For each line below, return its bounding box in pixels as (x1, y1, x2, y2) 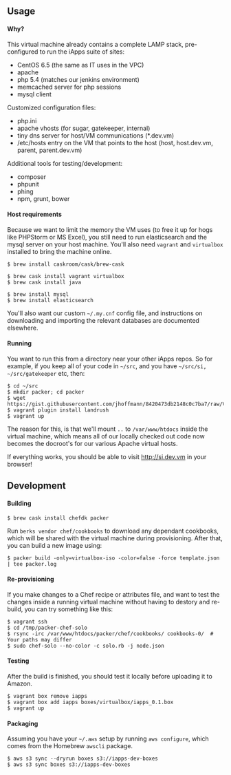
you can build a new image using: (7, 541, 102, 549)
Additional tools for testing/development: (7, 159, 123, 167)
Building (7, 499, 32, 507)
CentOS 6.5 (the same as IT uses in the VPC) (16, 61, 144, 69)
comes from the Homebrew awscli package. (7, 742, 133, 750)
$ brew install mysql (7, 290, 69, 298)
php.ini (16, 116, 37, 125)
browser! (7, 460, 33, 468)
